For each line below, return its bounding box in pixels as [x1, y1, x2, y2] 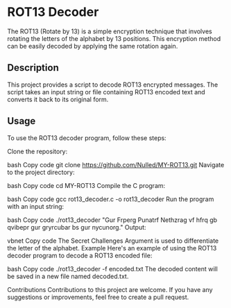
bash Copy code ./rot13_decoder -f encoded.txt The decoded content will [7, 264, 219, 273]
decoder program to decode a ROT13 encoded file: [7, 251, 153, 259]
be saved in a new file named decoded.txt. [7, 272, 129, 280]
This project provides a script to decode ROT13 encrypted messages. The [7, 80, 219, 89]
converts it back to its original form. [7, 95, 109, 103]
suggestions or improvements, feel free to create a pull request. [7, 293, 189, 301]
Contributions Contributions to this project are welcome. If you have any [7, 285, 213, 293]
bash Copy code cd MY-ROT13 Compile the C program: [7, 181, 166, 189]
